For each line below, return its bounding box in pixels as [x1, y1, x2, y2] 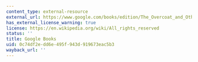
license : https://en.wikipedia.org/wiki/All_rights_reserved [6, 25, 160, 31]
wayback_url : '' [6, 47, 46, 53]
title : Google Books [6, 36, 57, 42]
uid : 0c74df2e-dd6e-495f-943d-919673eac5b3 [6, 42, 115, 48]
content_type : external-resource [6, 8, 88, 15]
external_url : [6, 14, 41, 20]
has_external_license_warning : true [6, 19, 96, 25]
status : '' [6, 31, 33, 37]
